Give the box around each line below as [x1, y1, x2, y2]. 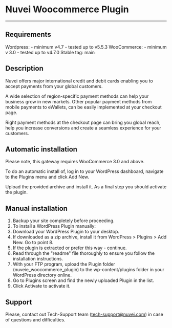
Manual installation [5, 204, 68, 213]
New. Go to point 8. [12, 239, 54, 246]
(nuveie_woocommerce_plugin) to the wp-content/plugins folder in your [12, 267, 165, 273]
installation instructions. [12, 256, 63, 262]
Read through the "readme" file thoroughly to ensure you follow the [12, 250, 155, 256]
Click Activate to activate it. [12, 283, 71, 289]
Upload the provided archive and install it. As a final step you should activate [5, 184, 167, 190]
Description [5, 64, 44, 73]
